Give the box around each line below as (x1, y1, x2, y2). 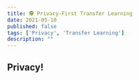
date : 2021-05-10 (7, 17, 57, 23)
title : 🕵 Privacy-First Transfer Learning (7, 10, 133, 17)
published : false (7, 23, 57, 30)
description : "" (7, 36, 54, 43)
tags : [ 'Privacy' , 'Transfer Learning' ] (7, 29, 125, 37)
